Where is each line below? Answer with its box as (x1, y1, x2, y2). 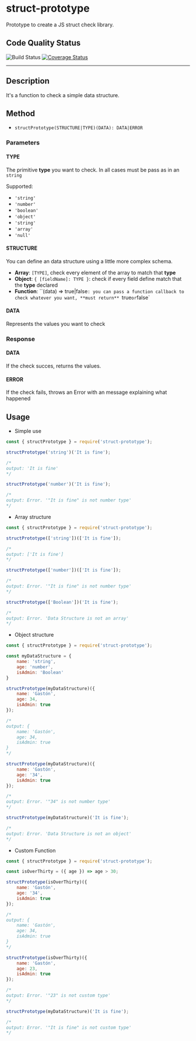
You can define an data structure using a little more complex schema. (6, 257, 173, 264)
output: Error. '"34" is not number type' (6, 799, 111, 805)
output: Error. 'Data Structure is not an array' (6, 615, 129, 621)
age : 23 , (16, 966, 38, 971)
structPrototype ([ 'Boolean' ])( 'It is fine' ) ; (6, 599, 118, 605)
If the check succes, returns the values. (6, 362, 101, 370)
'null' (14, 232, 31, 238)
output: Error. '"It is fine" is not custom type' (6, 1025, 132, 1030)
